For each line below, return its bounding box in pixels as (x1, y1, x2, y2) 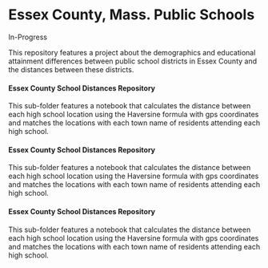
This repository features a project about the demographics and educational (8, 47, 256, 57)
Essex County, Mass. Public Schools (8, 6, 255, 24)
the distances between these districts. (8, 64, 134, 74)
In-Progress (8, 32, 48, 42)
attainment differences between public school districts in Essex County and (8, 56, 258, 66)
